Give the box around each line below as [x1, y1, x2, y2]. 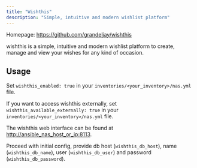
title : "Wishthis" [6, 8, 52, 15]
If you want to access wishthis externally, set [6, 100, 117, 107]
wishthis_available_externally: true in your [6, 106, 119, 114]
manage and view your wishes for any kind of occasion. [6, 49, 144, 56]
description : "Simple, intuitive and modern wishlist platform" [6, 14, 170, 20]
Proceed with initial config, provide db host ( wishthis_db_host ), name [6, 142, 177, 150]
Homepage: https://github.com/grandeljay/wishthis [6, 31, 132, 38]
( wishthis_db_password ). [6, 155, 66, 163]
